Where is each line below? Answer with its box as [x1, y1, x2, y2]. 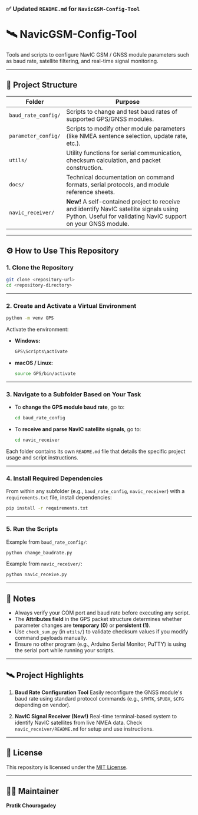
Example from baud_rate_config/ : [6, 538, 88, 545]
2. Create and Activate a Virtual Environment [6, 302, 137, 310]
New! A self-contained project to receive [66, 197, 180, 205]
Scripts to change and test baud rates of [66, 107, 178, 116]
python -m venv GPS [6, 315, 54, 321]
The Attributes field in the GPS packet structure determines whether [14, 616, 182, 623]
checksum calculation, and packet [66, 156, 161, 164]
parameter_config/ [9, 132, 61, 139]
